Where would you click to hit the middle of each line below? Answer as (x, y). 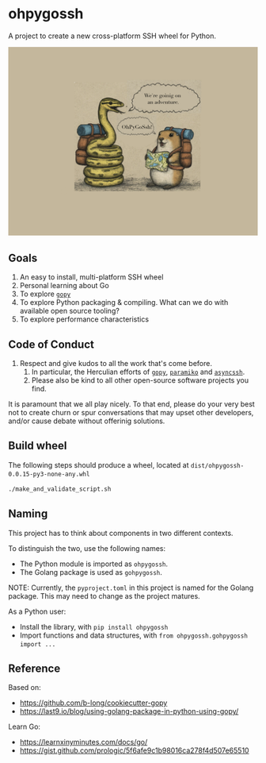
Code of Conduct (51, 344)
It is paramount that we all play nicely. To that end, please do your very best (131, 404)
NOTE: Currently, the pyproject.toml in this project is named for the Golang (131, 588)
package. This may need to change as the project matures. (104, 595)
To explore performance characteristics (84, 319)
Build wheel (38, 446)
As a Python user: (37, 611)
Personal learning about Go (64, 286)
